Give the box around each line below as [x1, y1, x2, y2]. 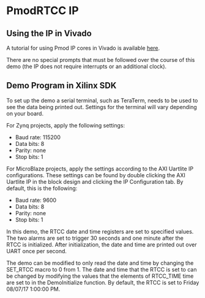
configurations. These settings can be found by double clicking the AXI [6, 171, 185, 178]
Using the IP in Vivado [6, 28, 92, 39]
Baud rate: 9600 [15, 196, 57, 204]
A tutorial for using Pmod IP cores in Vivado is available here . [6, 44, 160, 52]
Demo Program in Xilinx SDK [6, 80, 117, 91]
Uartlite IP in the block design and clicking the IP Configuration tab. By [6, 178, 184, 185]
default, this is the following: [6, 185, 78, 192]
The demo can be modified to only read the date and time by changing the [6, 259, 194, 267]
